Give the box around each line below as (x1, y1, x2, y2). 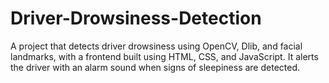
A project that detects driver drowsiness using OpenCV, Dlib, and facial (10, 40, 303, 52)
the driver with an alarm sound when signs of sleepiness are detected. (10, 61, 301, 73)
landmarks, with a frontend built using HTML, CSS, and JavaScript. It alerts (10, 50, 319, 62)
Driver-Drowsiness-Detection (10, 7, 262, 30)
